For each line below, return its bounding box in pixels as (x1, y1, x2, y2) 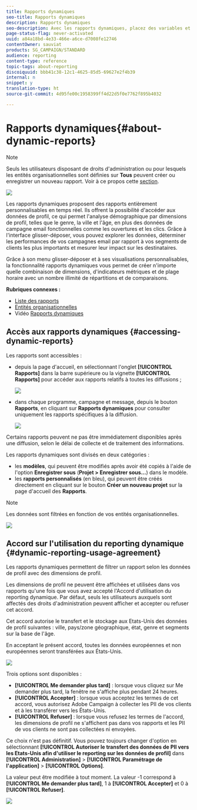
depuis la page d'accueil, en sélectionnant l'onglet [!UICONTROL (14, 363, 172, 370)
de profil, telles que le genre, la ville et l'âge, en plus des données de (6, 219, 173, 226)
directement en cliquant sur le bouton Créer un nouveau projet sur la (14, 481, 183, 488)
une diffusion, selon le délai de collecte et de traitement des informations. (6, 439, 184, 446)
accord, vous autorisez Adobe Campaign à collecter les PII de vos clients (14, 701, 192, 708)
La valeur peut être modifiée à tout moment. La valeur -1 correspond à (6, 774, 176, 781)
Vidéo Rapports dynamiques (14, 309, 84, 316)
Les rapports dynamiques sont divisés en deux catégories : (6, 451, 150, 458)
